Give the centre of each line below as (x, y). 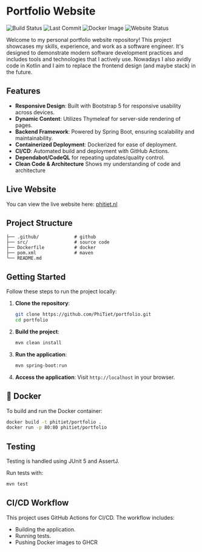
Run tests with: (25, 473)
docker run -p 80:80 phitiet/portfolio (57, 428)
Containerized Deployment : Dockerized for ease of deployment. (96, 145)
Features (23, 91)
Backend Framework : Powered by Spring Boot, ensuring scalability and (105, 131)
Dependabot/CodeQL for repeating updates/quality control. (90, 157)
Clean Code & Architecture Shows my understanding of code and (98, 164)
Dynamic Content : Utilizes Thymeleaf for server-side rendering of (98, 118)
